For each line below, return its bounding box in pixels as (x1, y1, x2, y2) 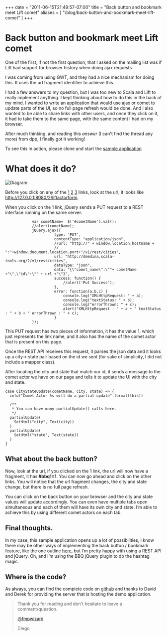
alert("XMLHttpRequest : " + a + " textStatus (63, 306, 162, 311)
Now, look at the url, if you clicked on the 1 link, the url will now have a (5, 468, 148, 474)
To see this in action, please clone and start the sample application (5, 146, 142, 152)
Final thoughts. (5, 524, 53, 532)
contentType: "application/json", (54, 236, 126, 241)
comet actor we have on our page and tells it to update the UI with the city (5, 374, 157, 380)
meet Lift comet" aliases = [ (5, 9, 62, 15)
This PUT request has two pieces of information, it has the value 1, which (5, 328, 155, 334)
